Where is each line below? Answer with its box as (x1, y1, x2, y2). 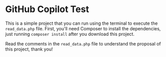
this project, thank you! (5, 46, 53, 52)
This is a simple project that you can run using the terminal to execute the (5, 20, 158, 26)
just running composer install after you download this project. (5, 31, 135, 37)
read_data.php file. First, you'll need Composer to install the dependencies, (5, 25, 161, 31)
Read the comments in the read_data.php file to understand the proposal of (5, 40, 161, 46)
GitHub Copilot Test (5, 4, 89, 15)
